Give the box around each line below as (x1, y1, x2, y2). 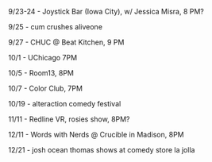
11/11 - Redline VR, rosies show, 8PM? (8, 114, 130, 124)
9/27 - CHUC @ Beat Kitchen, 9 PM (8, 37, 125, 47)
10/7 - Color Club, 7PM (8, 83, 83, 93)
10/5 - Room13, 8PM (8, 68, 74, 78)
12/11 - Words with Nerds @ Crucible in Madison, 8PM (8, 130, 184, 139)
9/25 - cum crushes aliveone (8, 22, 103, 31)
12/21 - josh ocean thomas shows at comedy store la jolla (8, 145, 195, 154)
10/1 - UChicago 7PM (8, 53, 78, 62)
